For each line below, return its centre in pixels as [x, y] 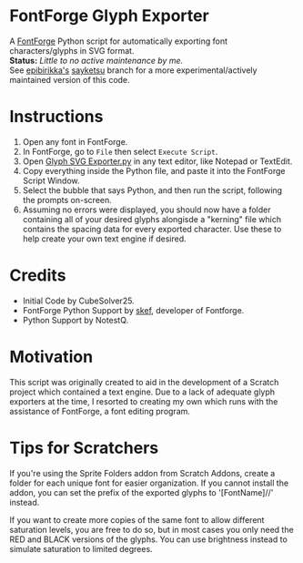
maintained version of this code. [70, 79]
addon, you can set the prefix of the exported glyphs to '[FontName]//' [141, 492]
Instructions [56, 117]
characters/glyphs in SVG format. [72, 50]
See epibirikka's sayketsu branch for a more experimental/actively [133, 70]
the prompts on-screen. [67, 200]
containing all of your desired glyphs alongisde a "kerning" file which [152, 219]
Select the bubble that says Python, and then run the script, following [152, 190]
